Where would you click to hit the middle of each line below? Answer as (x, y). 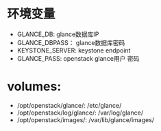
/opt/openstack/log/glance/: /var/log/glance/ (80, 113)
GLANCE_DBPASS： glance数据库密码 (71, 42)
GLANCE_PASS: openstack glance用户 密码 (78, 58)
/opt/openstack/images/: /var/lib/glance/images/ (86, 119)
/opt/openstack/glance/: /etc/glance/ (69, 105)
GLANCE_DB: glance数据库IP (58, 34)
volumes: (34, 87)
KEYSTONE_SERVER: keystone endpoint (74, 50)
